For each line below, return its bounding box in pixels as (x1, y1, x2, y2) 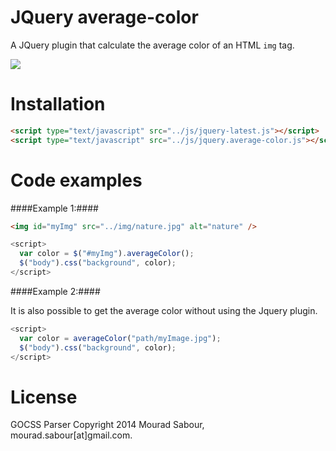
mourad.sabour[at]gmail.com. (10, 429, 133, 441)
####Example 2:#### (10, 285, 101, 297)
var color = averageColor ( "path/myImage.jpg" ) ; (19, 333, 222, 343)
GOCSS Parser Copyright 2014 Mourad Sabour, (10, 419, 205, 431)
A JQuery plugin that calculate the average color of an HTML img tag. (10, 39, 295, 51)
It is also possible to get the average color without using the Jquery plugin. (10, 304, 318, 316)
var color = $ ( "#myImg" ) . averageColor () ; (19, 249, 195, 259)
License (10, 386, 78, 408)
